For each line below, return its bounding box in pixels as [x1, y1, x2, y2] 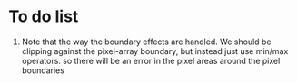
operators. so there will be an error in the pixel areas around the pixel [21, 55, 281, 66]
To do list [8, 6, 79, 27]
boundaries [21, 65, 65, 76]
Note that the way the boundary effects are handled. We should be [21, 36, 272, 47]
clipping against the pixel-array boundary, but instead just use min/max [21, 45, 289, 56]
